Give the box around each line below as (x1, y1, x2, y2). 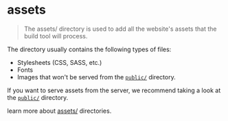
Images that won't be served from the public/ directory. (16, 72, 176, 81)
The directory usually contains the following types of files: (7, 45, 172, 53)
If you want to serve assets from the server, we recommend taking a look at (7, 86, 221, 94)
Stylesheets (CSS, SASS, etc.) (16, 58, 102, 66)
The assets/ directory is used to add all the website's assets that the (23, 25, 217, 33)
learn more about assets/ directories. (7, 107, 112, 115)
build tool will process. (23, 31, 88, 40)
